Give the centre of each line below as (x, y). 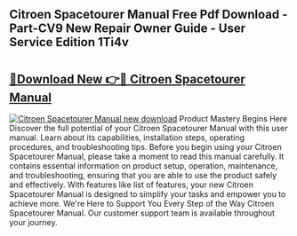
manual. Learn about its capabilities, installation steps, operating (127, 138)
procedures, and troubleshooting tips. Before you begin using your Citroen (145, 147)
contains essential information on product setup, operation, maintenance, (144, 166)
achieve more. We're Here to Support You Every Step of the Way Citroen (142, 204)
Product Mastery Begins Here (233, 118)
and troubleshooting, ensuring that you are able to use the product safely (143, 175)
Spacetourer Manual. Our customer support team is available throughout (142, 213)
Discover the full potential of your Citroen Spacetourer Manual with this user (148, 128)
